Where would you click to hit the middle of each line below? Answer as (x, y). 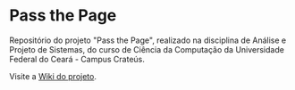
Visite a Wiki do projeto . (53, 76)
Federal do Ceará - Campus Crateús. (77, 59)
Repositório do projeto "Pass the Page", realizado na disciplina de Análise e (148, 40)
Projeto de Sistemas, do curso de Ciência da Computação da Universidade (147, 49)
